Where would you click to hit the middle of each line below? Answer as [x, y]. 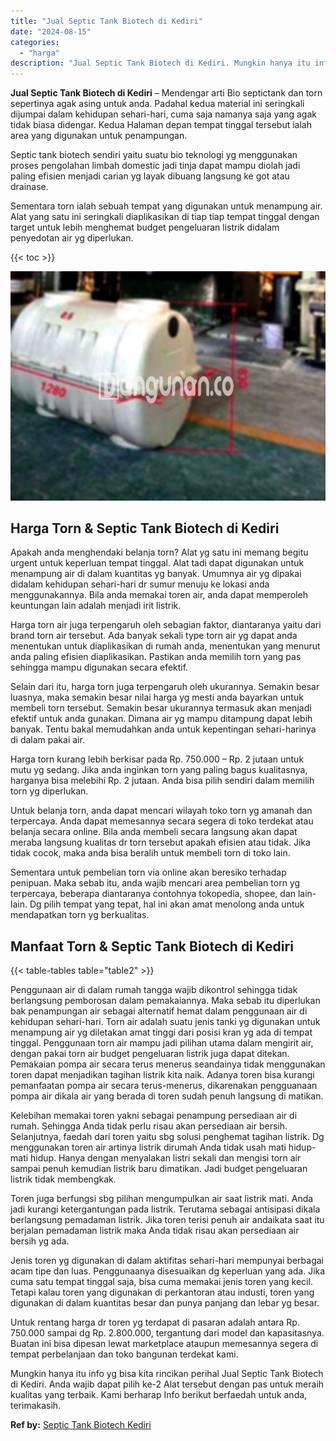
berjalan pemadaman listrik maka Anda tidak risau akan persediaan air [155, 1231]
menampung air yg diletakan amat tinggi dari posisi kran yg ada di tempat [161, 1032]
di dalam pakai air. [47, 740]
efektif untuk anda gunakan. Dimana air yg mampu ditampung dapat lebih [161, 719]
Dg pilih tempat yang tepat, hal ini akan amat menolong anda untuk [167, 904]
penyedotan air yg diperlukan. [72, 238]
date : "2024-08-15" [51, 31]
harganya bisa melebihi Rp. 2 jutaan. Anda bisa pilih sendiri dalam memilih [162, 781]
